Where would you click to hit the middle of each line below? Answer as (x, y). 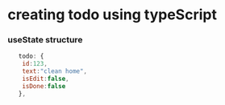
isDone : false (44, 86)
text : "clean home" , (55, 71)
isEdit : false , (46, 79)
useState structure (45, 40)
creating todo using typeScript (112, 15)
